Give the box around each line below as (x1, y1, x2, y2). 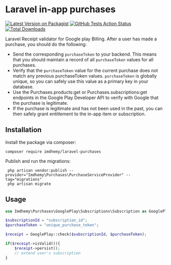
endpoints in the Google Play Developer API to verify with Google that (12, 94, 159, 101)
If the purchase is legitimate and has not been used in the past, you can (12, 105, 163, 111)
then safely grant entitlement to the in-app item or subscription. (12, 111, 146, 117)
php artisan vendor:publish (7, 167, 67, 173)
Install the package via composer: (5, 139, 76, 145)
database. (12, 83, 34, 90)
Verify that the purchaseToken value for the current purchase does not (12, 67, 158, 74)
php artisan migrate (7, 181, 51, 186)
